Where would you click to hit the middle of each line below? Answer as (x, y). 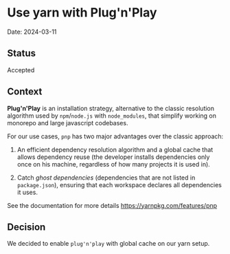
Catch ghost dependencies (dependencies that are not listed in (106, 178)
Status (22, 53)
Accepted (21, 70)
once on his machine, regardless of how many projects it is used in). (114, 164)
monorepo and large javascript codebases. (68, 123)
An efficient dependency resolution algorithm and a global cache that (115, 149)
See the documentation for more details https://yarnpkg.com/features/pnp (112, 205)
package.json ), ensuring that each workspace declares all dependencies (119, 184)
